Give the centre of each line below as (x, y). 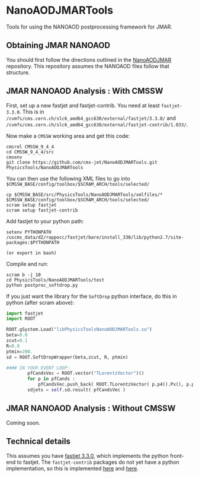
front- (177, 455)
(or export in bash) (32, 253)
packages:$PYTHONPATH (33, 242)
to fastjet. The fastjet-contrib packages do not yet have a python (98, 462)
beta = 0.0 (17, 335)
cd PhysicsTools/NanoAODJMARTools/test (55, 280)
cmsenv (14, 157)
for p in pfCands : (52, 379)
